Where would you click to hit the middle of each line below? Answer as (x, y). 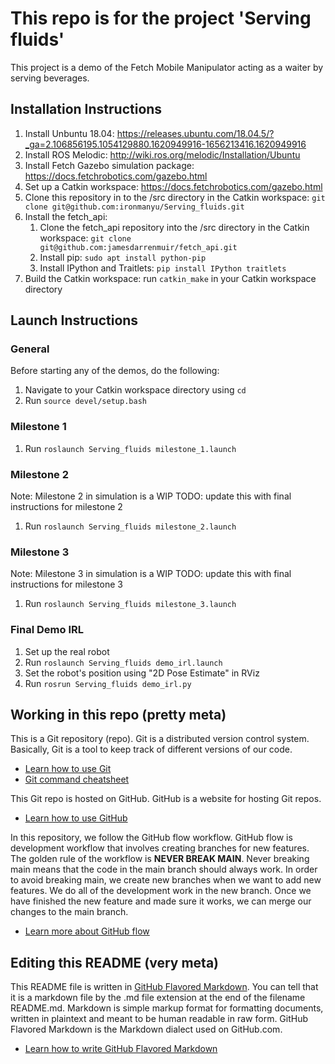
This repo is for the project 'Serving (161, 18)
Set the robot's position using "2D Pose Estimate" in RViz (142, 673)
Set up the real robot (67, 651)
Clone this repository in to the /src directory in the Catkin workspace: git (175, 197)
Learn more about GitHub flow (87, 931)
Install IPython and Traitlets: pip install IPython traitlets (163, 268)
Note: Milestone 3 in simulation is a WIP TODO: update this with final (151, 574)
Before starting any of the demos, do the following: (115, 371)
